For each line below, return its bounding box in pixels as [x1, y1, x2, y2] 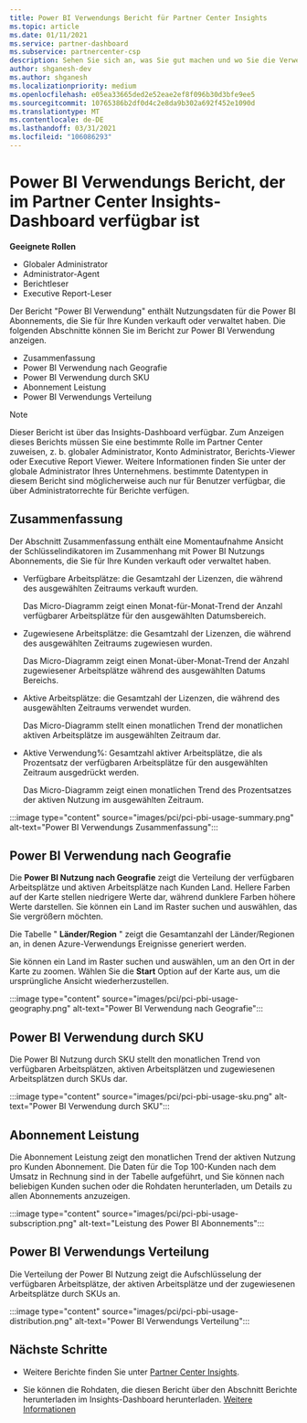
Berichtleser [22, 278, 69, 289]
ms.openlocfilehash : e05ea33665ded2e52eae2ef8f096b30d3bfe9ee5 [9, 90, 256, 99]
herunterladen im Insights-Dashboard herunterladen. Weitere [22, 1394, 253, 1405]
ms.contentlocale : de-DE [9, 115, 104, 124]
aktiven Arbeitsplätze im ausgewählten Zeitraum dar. [22, 729, 221, 741]
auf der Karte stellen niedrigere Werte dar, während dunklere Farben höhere [9, 892, 296, 903]
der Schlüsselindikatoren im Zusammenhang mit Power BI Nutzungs [9, 545, 265, 556]
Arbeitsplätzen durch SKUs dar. [9, 1074, 128, 1085]
